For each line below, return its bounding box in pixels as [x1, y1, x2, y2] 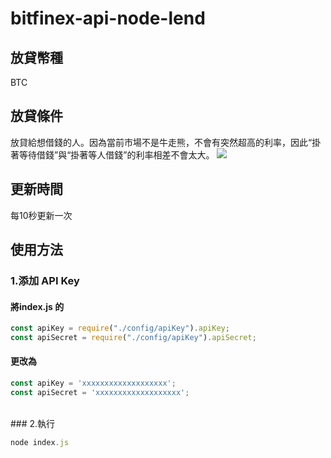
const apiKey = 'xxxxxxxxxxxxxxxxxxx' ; [10, 378, 177, 389]
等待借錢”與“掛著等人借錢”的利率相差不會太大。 [18, 148, 215, 161]
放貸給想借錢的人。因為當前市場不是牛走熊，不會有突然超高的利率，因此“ [10, 136, 313, 148]
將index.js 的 [10, 300, 65, 312]
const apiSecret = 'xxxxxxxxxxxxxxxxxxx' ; [10, 387, 190, 397]
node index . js [10, 437, 70, 447]
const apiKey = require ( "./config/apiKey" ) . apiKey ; [10, 323, 230, 334]
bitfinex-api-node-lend [10, 7, 206, 30]
